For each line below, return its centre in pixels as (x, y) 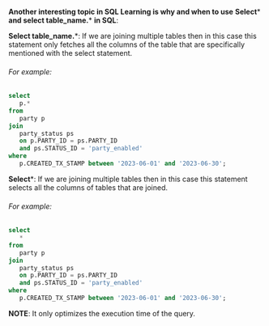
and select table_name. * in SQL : (64, 20)
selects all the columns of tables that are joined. (88, 187)
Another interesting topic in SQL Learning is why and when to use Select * (134, 12)
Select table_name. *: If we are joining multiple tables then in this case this (132, 36)
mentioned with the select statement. (70, 53)
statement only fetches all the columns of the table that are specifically (127, 44)
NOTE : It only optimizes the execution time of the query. (102, 313)
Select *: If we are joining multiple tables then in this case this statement (128, 179)
